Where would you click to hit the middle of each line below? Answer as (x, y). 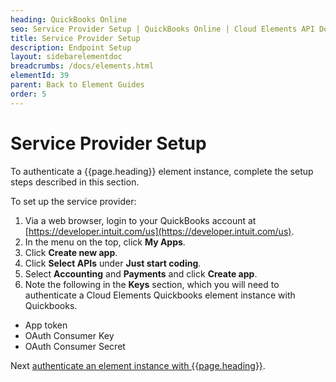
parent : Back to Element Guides (77, 85)
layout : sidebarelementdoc (66, 57)
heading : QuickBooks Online (69, 19)
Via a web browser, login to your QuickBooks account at (140, 220)
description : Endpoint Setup (71, 47)
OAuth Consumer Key (69, 335)
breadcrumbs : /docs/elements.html (82, 66)
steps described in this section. (75, 182)
